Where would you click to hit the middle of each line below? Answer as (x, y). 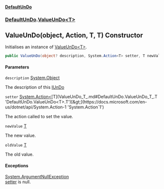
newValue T (16, 126)
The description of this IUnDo (35, 87)
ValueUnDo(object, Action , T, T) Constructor (74, 35)
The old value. (20, 154)
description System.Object (32, 78)
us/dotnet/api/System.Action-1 (36, 107)
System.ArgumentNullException (37, 176)
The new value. (20, 136)
